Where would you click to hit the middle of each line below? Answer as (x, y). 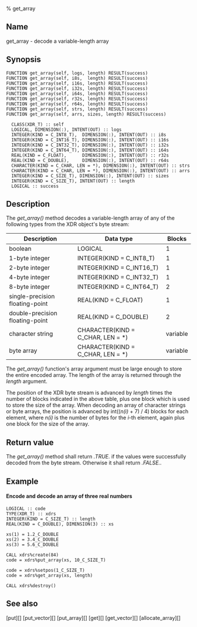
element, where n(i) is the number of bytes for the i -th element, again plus (95, 418)
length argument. (27, 382)
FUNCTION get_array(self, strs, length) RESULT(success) (77, 109)
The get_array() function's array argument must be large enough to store (94, 369)
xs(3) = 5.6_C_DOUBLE (33, 545)
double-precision (33, 313)
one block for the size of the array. (48, 424)
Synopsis (23, 60)
